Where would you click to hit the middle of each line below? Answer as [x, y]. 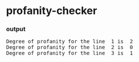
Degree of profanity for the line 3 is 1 [69, 53]
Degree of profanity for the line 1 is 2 [69, 42]
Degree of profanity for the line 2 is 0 [69, 47]
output [16, 29]
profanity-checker [52, 11]
